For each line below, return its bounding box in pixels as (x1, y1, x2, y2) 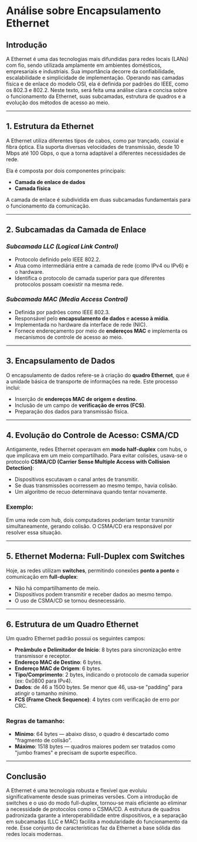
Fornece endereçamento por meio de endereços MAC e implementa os (14, 327, 188, 334)
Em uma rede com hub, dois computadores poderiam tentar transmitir (6, 516, 175, 523)
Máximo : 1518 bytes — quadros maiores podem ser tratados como (14, 743, 176, 750)
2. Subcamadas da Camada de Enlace (6, 225, 147, 235)
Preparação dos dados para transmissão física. (14, 408, 129, 415)
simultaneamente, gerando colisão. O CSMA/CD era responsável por (6, 522, 172, 529)
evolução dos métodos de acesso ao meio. (6, 99, 110, 106)
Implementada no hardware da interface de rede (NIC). (14, 321, 148, 328)
